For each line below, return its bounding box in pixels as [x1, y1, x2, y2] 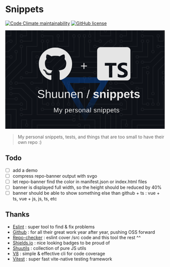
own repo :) [17, 139, 42, 145]
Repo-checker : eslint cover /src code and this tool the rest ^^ [12, 234, 141, 240]
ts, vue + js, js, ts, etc [12, 195, 57, 201]
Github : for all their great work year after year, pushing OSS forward [12, 229, 155, 235]
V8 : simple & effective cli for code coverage [12, 250, 105, 256]
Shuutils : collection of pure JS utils [12, 245, 87, 251]
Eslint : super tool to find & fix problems [12, 224, 95, 230]
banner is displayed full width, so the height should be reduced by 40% [12, 184, 162, 190]
